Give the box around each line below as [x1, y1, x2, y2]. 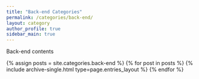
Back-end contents [6, 48, 54, 55]
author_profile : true [6, 25, 61, 32]
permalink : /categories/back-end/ [6, 14, 94, 21]
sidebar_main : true [6, 31, 56, 37]
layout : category [6, 20, 50, 26]
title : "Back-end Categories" [6, 8, 83, 15]
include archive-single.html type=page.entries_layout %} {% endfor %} [6, 66, 184, 73]
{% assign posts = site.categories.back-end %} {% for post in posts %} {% [6, 60, 194, 67]
